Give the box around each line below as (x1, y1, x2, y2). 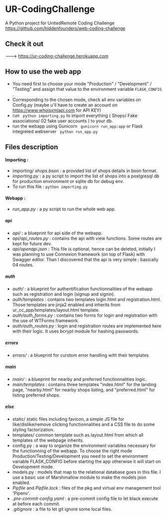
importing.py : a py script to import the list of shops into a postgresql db (12, 173, 160, 179)
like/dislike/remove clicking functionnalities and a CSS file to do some (12, 421, 155, 427)
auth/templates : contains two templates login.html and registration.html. (12, 297, 162, 303)
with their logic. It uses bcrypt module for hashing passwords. (12, 328, 139, 335)
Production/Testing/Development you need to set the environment (12, 453, 148, 459)
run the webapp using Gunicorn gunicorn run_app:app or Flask (12, 123, 143, 129)
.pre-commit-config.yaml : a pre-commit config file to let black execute (12, 496, 158, 502)
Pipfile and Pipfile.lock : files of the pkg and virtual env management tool (12, 485, 161, 491)
